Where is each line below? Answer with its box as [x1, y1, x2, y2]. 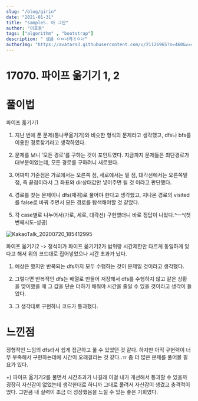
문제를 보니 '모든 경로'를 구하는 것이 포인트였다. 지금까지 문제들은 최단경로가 [14, 151, 190, 159]
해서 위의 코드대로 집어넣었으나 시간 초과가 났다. [16, 250, 127, 257]
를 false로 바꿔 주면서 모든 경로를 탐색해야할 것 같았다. [14, 199, 140, 206]
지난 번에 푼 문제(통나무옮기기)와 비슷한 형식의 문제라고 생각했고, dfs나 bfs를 [14, 131, 192, 138]
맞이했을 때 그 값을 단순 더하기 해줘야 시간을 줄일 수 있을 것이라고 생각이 [21, 283, 186, 290]
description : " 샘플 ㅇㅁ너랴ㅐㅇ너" [6, 36, 88, 42]
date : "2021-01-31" [6, 14, 54, 20]
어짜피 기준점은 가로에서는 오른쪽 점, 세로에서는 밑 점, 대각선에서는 [14, 172, 167, 178]
